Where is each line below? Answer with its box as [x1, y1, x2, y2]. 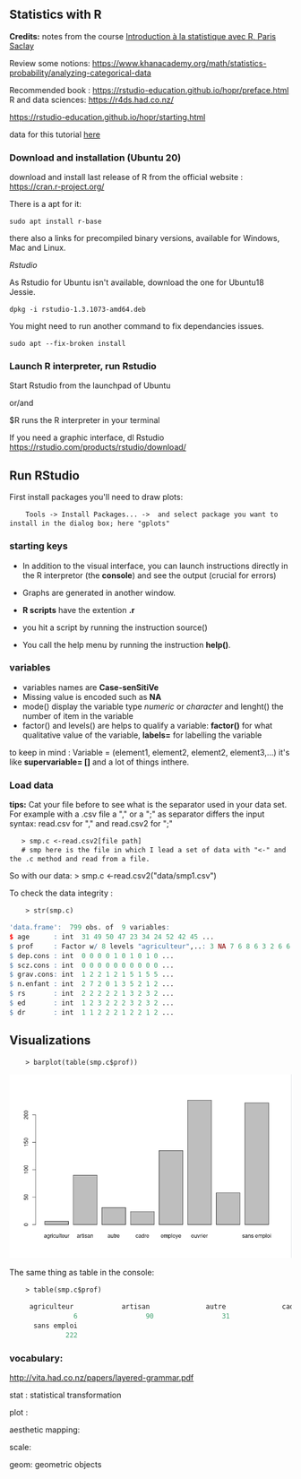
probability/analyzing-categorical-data [9, 67, 152, 78]
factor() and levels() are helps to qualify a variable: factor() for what [21, 720, 273, 731]
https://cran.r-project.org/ [9, 181, 105, 192]
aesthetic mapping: [9, 1424, 81, 1435]
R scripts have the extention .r [21, 604, 135, 615]
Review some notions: [9, 57, 91, 68]
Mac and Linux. [9, 242, 66, 254]
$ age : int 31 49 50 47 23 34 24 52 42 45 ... [9, 932, 215, 941]
